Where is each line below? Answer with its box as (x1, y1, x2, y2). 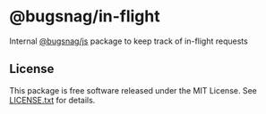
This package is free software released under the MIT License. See (9, 85, 257, 95)
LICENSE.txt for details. (9, 94, 96, 105)
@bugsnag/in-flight (9, 6, 160, 27)
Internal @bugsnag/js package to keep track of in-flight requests (9, 36, 248, 46)
